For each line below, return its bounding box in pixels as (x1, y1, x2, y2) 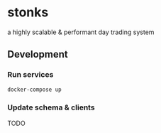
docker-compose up (7, 86, 62, 93)
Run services (7, 70, 54, 80)
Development (7, 48, 69, 60)
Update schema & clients (7, 102, 95, 112)
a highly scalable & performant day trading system (7, 28, 155, 36)
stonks (7, 4, 49, 21)
